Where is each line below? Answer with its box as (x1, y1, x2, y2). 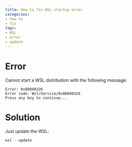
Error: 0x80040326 (5, 87, 43, 92)
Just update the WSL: (5, 128, 49, 134)
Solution (5, 112, 41, 123)
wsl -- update (5, 138, 32, 143)
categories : (5, 12, 30, 17)
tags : (5, 26, 16, 31)
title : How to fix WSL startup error (5, 7, 83, 12)
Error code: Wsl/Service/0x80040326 (5, 91, 81, 96)
